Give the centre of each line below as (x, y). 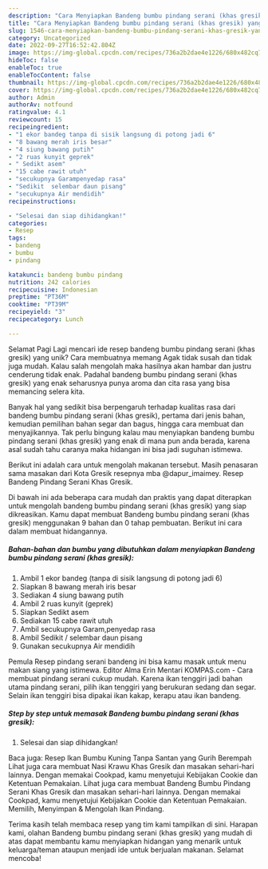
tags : (17, 238)
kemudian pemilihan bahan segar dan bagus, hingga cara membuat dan (126, 423)
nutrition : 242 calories (49, 282)
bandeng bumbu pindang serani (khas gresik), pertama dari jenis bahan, (127, 415)
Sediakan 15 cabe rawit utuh (66, 621)
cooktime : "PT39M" (39, 304)
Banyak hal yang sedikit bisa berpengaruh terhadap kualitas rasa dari (122, 407)
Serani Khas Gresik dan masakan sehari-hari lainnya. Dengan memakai (124, 792)
